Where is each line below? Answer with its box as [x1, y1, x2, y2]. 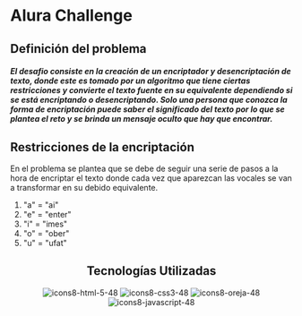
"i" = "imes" [22, 218, 68, 229]
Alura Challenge [10, 5, 133, 26]
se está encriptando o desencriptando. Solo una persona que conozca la [10, 95, 288, 106]
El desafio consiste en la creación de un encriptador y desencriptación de [10, 66, 292, 77]
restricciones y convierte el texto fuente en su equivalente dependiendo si [10, 85, 293, 96]
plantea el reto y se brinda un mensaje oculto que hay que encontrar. [10, 114, 273, 124]
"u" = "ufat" [22, 237, 67, 248]
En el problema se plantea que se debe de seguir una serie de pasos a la [10, 163, 279, 174]
